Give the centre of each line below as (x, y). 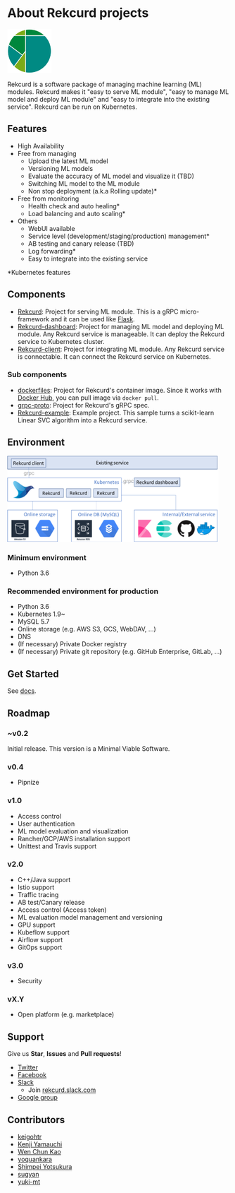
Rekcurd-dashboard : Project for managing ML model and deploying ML (121, 326)
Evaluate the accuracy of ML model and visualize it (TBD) (111, 176)
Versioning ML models (61, 168)
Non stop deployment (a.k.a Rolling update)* (92, 191)
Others (27, 221)
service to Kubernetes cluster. (61, 341)
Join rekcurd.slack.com (62, 1090)
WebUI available (51, 228)
